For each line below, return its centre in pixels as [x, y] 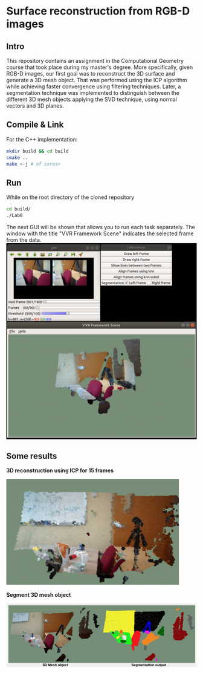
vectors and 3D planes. [35, 106]
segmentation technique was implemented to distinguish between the [93, 93]
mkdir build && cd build [37, 151]
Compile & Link [35, 125]
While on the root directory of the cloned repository [70, 197]
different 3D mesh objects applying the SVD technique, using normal [92, 99]
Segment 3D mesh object [39, 595]
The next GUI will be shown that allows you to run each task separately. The [101, 227]
